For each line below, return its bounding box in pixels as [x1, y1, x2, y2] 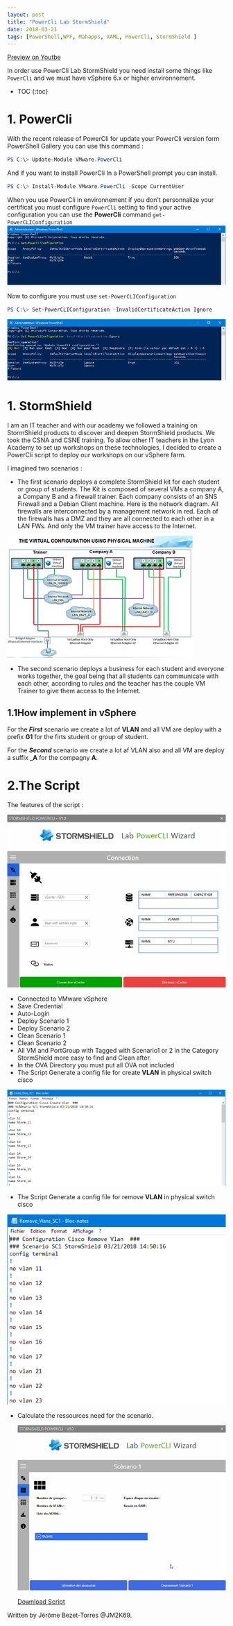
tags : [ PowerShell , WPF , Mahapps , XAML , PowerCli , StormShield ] [7, 33, 197, 40]
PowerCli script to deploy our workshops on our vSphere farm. [7, 451, 186, 459]
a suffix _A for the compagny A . [7, 753, 98, 761]
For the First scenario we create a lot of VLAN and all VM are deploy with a [7, 725, 222, 734]
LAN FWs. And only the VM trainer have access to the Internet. [17, 522, 197, 530]
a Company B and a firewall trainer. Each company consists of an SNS [17, 493, 218, 501]
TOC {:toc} [17, 87, 49, 96]
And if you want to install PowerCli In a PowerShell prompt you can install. [7, 169, 218, 177]
